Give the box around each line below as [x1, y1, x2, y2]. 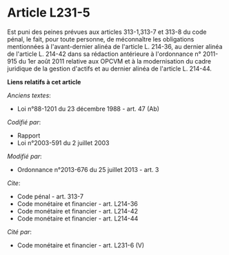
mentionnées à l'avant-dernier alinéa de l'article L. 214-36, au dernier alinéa [7, 42, 223, 50]
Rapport [17, 131, 41, 140]
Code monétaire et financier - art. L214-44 [17, 214, 139, 223]
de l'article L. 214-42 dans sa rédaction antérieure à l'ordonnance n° [7, 50, 201, 58]
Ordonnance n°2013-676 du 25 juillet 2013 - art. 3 [17, 165, 159, 173]
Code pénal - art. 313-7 [17, 192, 84, 200]
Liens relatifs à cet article [7, 77, 81, 86]
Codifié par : [7, 117, 41, 126]
